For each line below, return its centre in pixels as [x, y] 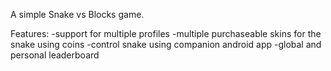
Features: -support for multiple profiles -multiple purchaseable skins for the [166, 33]
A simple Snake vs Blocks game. [77, 14]
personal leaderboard [55, 55]
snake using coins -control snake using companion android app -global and [166, 44]
